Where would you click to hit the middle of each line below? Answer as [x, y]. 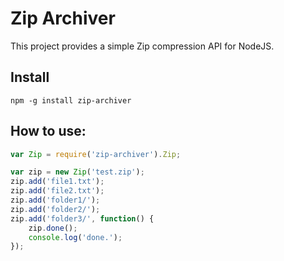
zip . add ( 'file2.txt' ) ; [57, 191]
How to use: [48, 131]
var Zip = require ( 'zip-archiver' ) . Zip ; [96, 154]
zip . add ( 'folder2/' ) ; [55, 209]
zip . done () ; [53, 228]
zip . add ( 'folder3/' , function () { [82, 218]
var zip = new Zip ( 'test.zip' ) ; [77, 172]
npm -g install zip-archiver [71, 100]
